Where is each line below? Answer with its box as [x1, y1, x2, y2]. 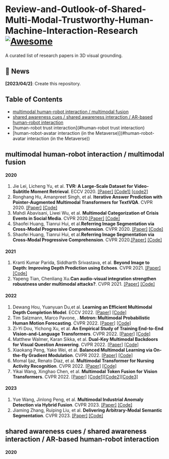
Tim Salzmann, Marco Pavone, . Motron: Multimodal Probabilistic [12, 315, 150, 321]
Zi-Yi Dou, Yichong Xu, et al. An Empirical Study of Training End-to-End [12, 325, 164, 331]
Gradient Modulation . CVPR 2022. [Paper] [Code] [28, 352, 133, 358]
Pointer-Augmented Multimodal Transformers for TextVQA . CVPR [12, 199, 153, 206]
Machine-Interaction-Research [5, 25, 138, 36]
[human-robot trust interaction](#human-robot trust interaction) [12, 125, 145, 131]
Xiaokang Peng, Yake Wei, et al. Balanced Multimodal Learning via [12, 347, 153, 353]
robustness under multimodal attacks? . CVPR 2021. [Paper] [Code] [12, 281, 155, 287]
